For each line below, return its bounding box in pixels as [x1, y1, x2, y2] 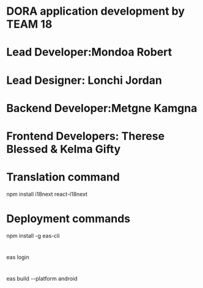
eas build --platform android [6, 275, 78, 282]
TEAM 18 [6, 17, 53, 31]
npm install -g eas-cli [6, 232, 60, 239]
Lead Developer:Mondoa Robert [6, 45, 172, 59]
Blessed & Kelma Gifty [6, 142, 121, 156]
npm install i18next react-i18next [6, 190, 87, 198]
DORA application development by [6, 4, 185, 18]
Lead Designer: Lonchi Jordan [6, 73, 162, 87]
